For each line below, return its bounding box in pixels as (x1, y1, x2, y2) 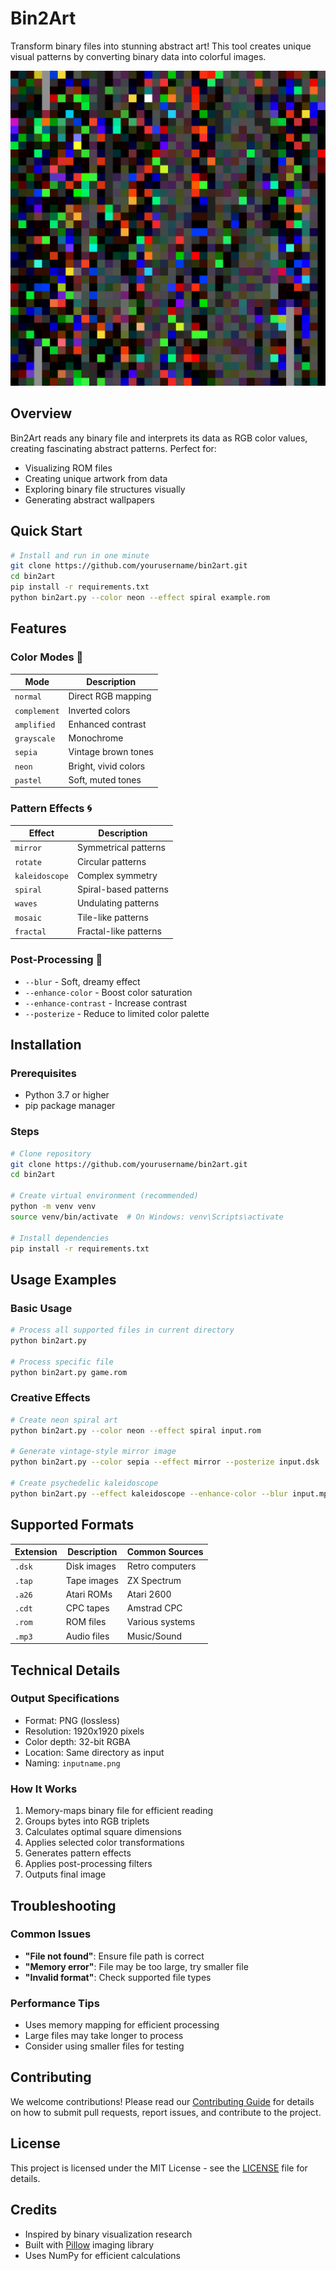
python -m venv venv (10, 1202, 97, 1212)
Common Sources (126, 1546, 204, 1558)
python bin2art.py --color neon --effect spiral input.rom (10, 1425, 262, 1436)
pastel (14, 775, 42, 786)
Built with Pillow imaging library (24, 2238, 155, 2251)
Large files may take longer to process (24, 2030, 184, 2042)
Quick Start (10, 523, 83, 540)
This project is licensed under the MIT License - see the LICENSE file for (10, 2162, 308, 2174)
